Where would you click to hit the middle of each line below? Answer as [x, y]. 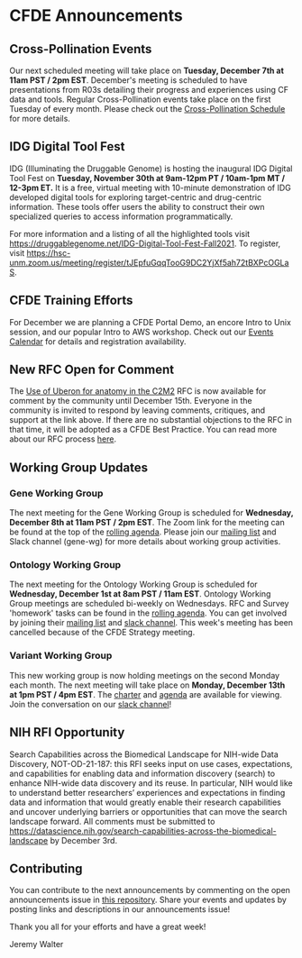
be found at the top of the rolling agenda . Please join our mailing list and [143, 532]
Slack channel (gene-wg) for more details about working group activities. [145, 542]
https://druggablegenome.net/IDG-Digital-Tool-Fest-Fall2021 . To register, [145, 243]
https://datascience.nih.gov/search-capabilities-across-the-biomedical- [143, 831]
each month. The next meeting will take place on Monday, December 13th [147, 685]
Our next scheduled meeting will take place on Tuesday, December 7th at [146, 70]
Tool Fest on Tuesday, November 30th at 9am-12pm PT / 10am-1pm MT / [147, 178]
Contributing [46, 868]
